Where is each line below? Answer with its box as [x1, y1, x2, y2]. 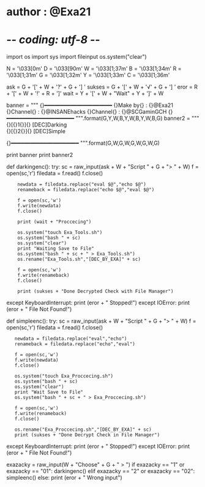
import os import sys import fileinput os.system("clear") [6, 53, 147, 60]
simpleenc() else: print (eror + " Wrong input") [6, 474, 122, 482]
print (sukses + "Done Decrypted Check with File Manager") [17, 288, 174, 295]
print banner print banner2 [6, 152, 73, 159]
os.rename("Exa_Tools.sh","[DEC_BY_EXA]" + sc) [17, 256, 141, 263]
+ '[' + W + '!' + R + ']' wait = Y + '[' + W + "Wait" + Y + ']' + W [6, 90, 164, 97]
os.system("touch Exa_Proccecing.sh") [14, 373, 114, 379]
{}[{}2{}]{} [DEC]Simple [6, 128, 66, 135]
